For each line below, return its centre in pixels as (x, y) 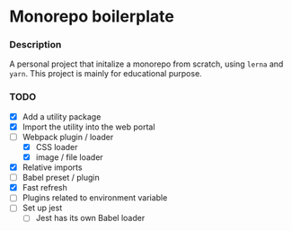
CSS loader (57, 147)
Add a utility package (62, 116)
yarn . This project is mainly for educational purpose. (106, 74)
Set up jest (42, 208)
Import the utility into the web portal (88, 127)
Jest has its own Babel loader (90, 218)
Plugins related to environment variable (95, 198)
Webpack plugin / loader (68, 137)
